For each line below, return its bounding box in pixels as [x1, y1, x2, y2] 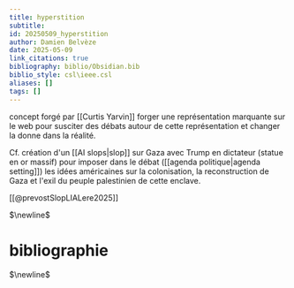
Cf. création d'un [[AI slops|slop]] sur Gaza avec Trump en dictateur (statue [9, 147, 284, 157]
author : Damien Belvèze [9, 37, 97, 47]
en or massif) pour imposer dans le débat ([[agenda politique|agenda [9, 156, 260, 167]
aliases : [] [9, 79, 53, 87]
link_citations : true [9, 54, 89, 63]
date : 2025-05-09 [9, 46, 73, 55]
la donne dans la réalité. [9, 130, 96, 140]
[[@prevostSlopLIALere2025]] [9, 192, 119, 203]
